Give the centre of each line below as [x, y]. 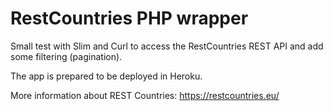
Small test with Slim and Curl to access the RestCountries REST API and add [167, 46]
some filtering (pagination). [66, 56]
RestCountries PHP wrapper [129, 18]
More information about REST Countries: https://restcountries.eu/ [145, 95]
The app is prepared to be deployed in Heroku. [106, 76]
